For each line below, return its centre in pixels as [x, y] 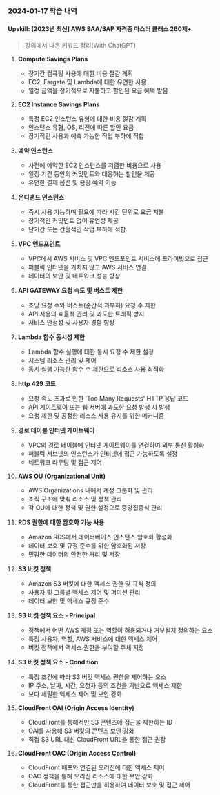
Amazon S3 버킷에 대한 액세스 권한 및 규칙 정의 [92, 584]
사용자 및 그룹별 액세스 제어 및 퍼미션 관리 [84, 593]
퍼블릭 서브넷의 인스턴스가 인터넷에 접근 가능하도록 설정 [103, 454]
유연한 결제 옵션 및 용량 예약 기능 [72, 183]
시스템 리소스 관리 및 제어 [62, 361]
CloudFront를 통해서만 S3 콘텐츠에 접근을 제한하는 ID [100, 722]
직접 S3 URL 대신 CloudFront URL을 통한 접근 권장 [97, 740]
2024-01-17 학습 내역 [43, 10]
